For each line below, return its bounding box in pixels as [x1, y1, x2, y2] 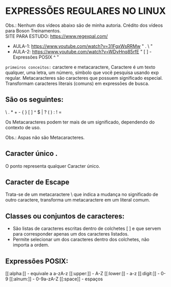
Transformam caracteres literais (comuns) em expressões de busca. [5, 80, 149, 86]
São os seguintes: [5, 95, 64, 104]
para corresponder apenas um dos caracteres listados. [12, 231, 129, 237]
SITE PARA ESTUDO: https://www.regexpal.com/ [5, 33, 108, 39]
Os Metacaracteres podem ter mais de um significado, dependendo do [5, 119, 155, 125]
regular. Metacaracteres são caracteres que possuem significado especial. [5, 75, 163, 81]
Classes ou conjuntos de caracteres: [5, 211, 124, 221]
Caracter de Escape [5, 177, 70, 186]
